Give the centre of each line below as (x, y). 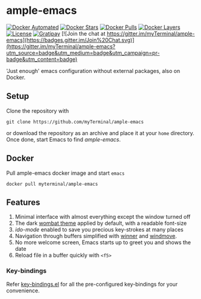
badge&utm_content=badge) (42, 59)
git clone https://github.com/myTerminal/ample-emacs (75, 122)
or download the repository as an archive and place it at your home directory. (100, 133)
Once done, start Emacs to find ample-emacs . (64, 139)
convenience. (23, 291)
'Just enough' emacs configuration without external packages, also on (93, 71)
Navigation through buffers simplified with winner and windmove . (96, 236)
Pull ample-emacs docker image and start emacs (66, 173)
